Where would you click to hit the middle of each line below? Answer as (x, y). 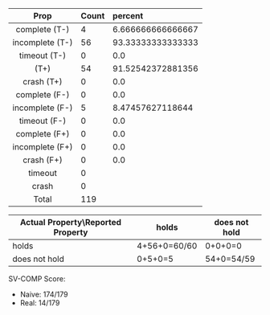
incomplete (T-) (43, 42)
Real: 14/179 (40, 303)
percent (128, 16)
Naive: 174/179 (44, 294)
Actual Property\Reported (71, 222)
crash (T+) (43, 82)
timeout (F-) (43, 121)
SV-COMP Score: (37, 279)
